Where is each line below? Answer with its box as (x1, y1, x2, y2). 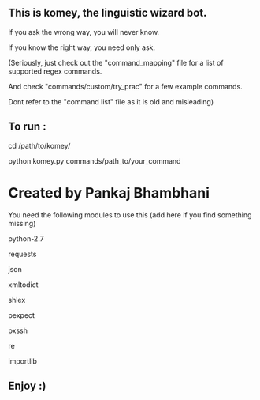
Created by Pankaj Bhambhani (8, 183, 210, 202)
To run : (8, 120, 46, 134)
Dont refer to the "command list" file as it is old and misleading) (8, 96, 214, 106)
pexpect (8, 310, 35, 319)
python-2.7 (8, 233, 45, 243)
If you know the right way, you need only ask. (8, 43, 156, 52)
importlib (8, 356, 38, 366)
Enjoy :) (8, 379, 46, 392)
